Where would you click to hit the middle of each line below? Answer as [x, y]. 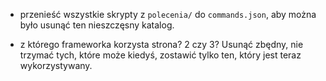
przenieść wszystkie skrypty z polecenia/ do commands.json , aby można [168, 14]
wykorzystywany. [56, 65]
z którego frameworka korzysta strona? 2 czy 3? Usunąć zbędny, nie [161, 44]
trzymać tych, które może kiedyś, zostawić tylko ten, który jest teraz [160, 55]
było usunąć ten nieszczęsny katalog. [97, 25]
